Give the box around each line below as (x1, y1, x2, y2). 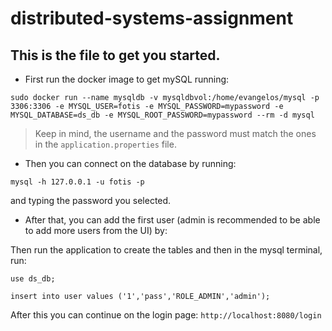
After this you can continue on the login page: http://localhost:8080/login (10, 309, 322, 321)
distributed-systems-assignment (10, 7, 294, 30)
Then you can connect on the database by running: (24, 158, 237, 169)
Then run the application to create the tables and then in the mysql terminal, (10, 244, 323, 256)
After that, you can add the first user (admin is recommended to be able (24, 214, 321, 226)
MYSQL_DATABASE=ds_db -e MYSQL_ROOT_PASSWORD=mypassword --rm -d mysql (10, 110, 315, 120)
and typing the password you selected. (10, 195, 172, 206)
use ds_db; (10, 274, 56, 284)
